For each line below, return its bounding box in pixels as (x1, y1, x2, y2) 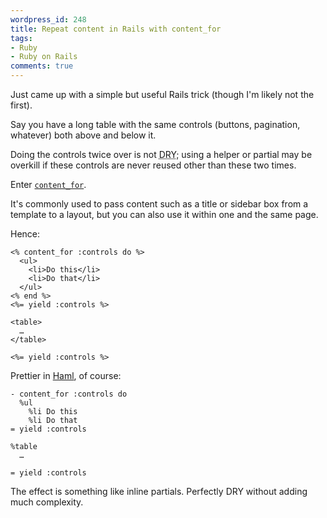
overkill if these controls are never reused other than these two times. (10, 159, 297, 171)
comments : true (10, 61, 74, 71)
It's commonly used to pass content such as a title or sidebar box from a (10, 198, 309, 210)
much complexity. (10, 496, 84, 508)
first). (10, 99, 33, 111)
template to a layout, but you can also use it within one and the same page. (10, 209, 319, 220)
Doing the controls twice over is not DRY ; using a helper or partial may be (10, 149, 313, 160)
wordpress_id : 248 (10, 14, 87, 25)
